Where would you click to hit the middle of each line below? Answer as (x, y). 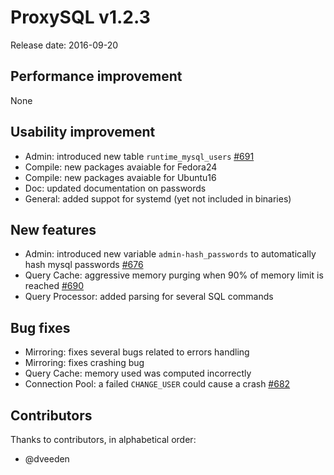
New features (53, 229)
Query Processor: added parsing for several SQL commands (149, 297)
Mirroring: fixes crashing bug (84, 363)
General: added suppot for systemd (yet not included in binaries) (158, 198)
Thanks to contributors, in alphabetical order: (103, 439)
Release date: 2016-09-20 (64, 45)
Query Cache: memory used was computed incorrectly (138, 373)
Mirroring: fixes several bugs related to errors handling (137, 352)
